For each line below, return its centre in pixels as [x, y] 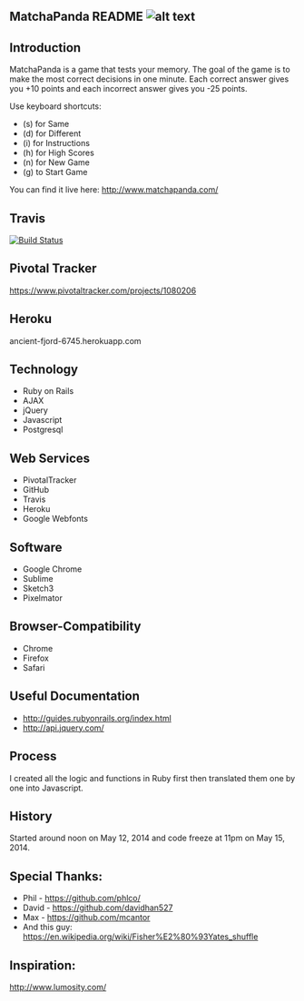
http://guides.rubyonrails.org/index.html [97, 718]
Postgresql [43, 430]
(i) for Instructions [56, 143]
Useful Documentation [75, 697]
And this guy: [47, 927]
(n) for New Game [56, 162]
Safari [34, 667]
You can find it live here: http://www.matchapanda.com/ [114, 190]
